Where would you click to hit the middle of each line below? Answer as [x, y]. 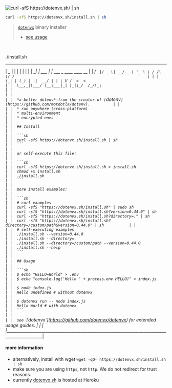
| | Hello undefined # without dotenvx [49, 292]
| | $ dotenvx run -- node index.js [46, 301]
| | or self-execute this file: [41, 154]
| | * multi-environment [33, 113]
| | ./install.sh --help [33, 247]
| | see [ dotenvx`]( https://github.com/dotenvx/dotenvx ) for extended [81, 319]
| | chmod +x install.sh [33, 171]
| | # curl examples [28, 203]
